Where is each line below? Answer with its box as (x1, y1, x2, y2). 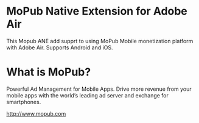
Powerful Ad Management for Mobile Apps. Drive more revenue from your (6, 85, 192, 93)
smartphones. (6, 98, 41, 105)
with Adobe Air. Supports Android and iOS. (6, 44, 114, 51)
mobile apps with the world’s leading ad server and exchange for (6, 91, 169, 99)
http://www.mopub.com (6, 110, 66, 117)
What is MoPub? (6, 65, 91, 79)
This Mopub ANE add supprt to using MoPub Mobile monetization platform (6, 37, 194, 44)
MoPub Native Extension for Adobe (6, 4, 187, 18)
